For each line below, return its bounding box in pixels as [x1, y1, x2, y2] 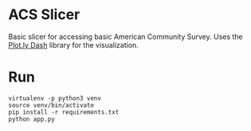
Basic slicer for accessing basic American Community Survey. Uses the [8, 32, 243, 41]
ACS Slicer [8, 6, 80, 24]
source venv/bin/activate [8, 101, 94, 109]
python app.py [8, 115, 56, 123]
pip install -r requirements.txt [8, 108, 120, 116]
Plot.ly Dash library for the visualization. [8, 40, 139, 49]
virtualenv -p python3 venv [8, 94, 102, 102]
